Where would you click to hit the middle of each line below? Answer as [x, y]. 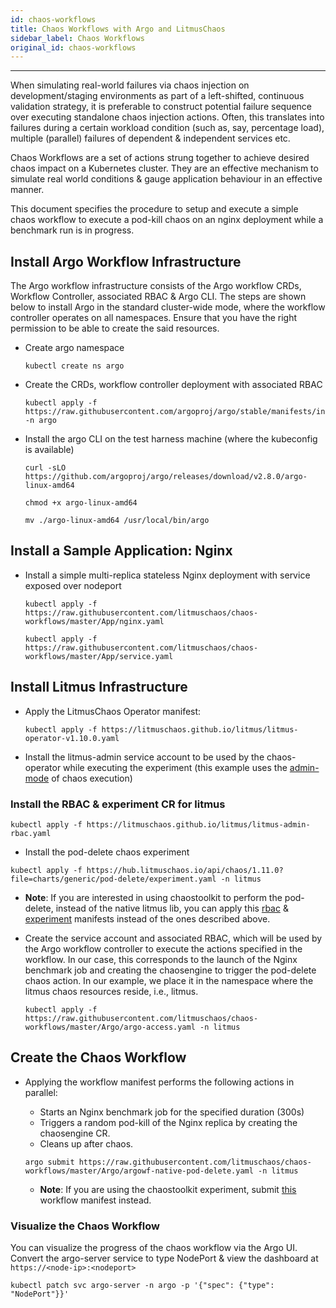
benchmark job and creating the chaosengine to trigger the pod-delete [170, 970]
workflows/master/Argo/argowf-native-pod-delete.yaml [139, 1171]
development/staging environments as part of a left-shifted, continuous [157, 96]
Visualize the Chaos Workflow [85, 1226]
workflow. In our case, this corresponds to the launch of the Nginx [161, 959]
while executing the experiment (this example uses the [175, 767]
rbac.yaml [31, 833]
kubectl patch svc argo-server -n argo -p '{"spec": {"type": [142, 1286]
